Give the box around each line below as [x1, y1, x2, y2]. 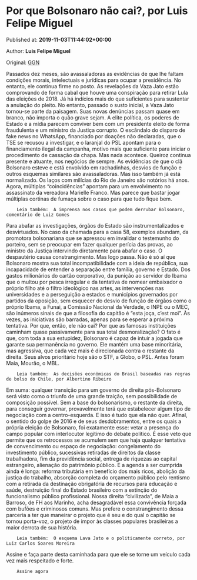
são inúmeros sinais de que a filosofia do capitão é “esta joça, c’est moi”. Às [6, 309, 190, 316]
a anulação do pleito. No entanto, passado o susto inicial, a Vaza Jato [6, 101, 175, 108]
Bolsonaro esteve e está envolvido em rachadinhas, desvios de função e [6, 164, 182, 171]
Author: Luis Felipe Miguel [6, 47, 71, 54]
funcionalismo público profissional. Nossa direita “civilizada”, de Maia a [6, 492, 178, 499]
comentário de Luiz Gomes [6, 212, 69, 218]
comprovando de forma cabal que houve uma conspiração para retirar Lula [6, 89, 188, 96]
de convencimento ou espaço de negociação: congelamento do [6, 442, 161, 449]
